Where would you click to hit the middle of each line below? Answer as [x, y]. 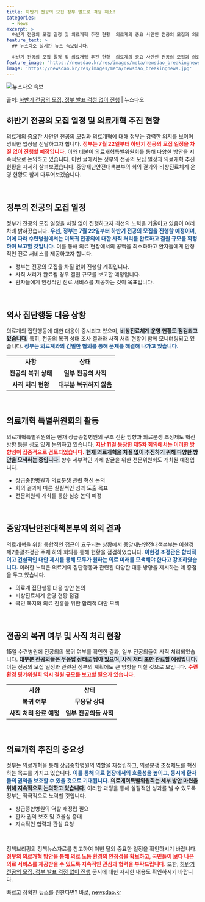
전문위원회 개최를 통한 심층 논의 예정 [58, 496]
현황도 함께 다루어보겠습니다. [47, 175]
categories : [21, 18]
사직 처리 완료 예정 [34, 713]
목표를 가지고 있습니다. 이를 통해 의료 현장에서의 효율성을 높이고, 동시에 [101, 773]
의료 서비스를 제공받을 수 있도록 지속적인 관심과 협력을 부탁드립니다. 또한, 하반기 [101, 864]
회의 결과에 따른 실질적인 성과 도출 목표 [62, 488]
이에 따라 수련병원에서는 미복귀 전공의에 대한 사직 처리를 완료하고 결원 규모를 [96, 239]
